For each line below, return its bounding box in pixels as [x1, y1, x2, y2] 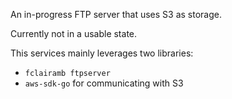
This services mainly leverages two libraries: [10, 47, 194, 59]
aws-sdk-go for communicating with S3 [24, 77, 184, 89]
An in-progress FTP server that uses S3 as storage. [10, 9, 222, 20]
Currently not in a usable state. [10, 28, 138, 39]
